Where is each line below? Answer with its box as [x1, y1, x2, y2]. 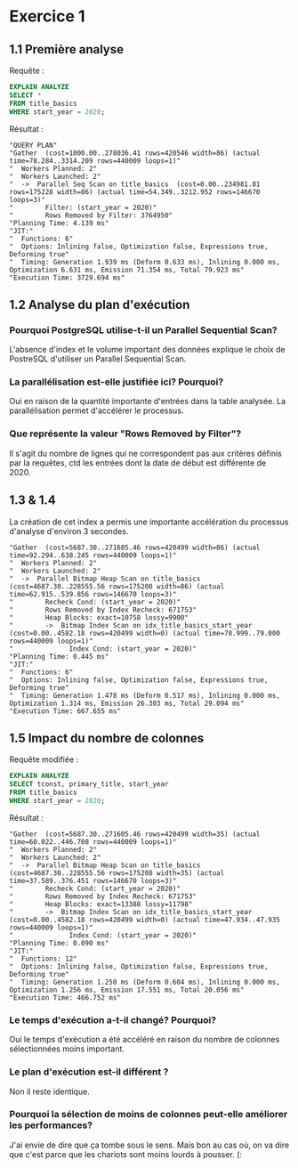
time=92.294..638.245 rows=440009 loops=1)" [9, 550, 177, 560]
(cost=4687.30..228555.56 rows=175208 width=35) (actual [9, 868, 225, 878]
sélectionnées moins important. [9, 1043, 125, 1054]
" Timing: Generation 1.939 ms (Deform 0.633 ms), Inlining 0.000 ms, [9, 257, 280, 266]
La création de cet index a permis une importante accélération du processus [9, 516, 289, 527]
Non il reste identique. [9, 1086, 91, 1097]
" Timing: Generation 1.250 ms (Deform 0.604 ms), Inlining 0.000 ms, [9, 977, 280, 986]
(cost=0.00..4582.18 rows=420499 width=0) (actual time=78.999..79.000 [9, 629, 280, 637]
